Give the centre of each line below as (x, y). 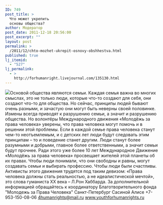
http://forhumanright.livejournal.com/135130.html (67, 78)
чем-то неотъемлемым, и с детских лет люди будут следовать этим (77, 134)
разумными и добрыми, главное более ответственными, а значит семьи (81, 145)
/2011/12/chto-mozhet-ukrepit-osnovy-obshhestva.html (66, 51)
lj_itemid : (16, 60)
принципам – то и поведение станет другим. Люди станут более (73, 140)
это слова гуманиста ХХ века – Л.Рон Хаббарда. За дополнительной (77, 181)
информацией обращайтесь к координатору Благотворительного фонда (81, 187)
